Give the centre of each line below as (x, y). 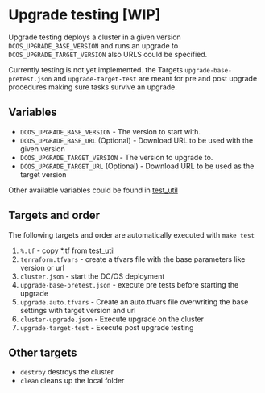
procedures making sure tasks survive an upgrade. (93, 87)
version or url (42, 267)
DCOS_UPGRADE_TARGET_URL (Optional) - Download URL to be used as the (137, 166)
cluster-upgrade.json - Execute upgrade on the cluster (112, 319)
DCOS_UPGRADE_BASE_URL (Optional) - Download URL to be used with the (137, 140)
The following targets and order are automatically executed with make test (132, 234)
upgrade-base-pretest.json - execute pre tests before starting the (129, 284)
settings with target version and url (78, 310)
